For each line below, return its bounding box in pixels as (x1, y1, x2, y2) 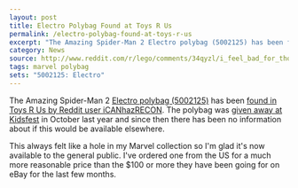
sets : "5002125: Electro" (9, 71, 105, 80)
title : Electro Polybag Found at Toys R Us (9, 21, 173, 30)
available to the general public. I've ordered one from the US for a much (9, 150, 271, 161)
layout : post (9, 12, 58, 22)
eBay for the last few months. (9, 168, 117, 179)
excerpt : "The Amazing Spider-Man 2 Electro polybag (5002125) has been (9, 37, 284, 47)
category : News (9, 46, 66, 55)
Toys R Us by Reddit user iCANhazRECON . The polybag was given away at (9, 104, 283, 115)
